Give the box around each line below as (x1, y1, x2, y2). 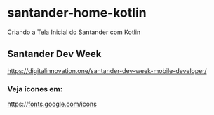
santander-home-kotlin (7, 5, 147, 21)
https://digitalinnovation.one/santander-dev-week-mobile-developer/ (7, 66, 207, 75)
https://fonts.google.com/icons (7, 100, 97, 109)
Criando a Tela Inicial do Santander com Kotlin (7, 28, 141, 36)
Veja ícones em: (7, 84, 63, 93)
